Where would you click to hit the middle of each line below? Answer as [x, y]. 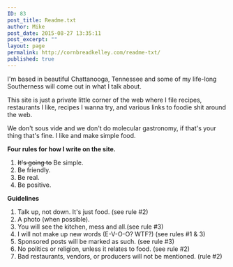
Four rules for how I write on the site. [62, 149]
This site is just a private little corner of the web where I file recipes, [105, 100]
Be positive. [34, 185]
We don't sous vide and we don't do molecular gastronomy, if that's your [112, 128]
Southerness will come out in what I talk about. [74, 86]
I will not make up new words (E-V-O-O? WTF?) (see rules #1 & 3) [111, 234]
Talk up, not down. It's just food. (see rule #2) [83, 212]
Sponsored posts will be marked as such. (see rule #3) [96, 241]
